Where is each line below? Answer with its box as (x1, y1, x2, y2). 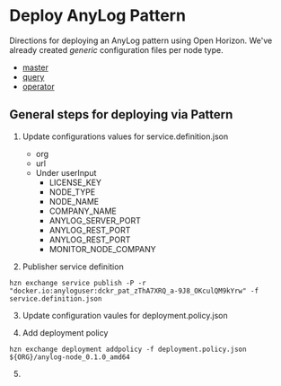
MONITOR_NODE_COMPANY (48, 243, 157, 254)
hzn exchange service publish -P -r (9, 278, 146, 287)
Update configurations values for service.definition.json (22, 131, 229, 142)
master (22, 62, 49, 73)
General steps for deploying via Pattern (9, 107, 233, 122)
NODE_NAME (48, 196, 100, 206)
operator (22, 81, 56, 92)
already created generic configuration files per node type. (9, 44, 224, 55)
